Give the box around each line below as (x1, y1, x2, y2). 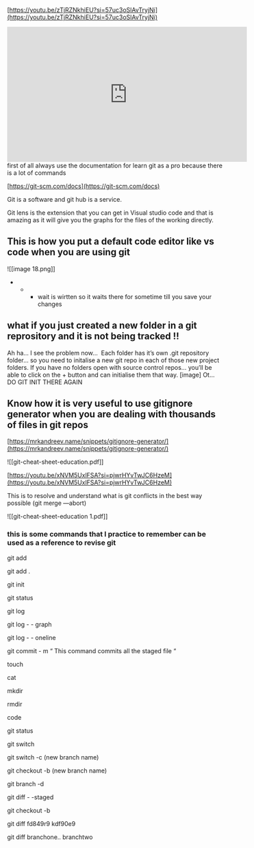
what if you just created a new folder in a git (7, 320, 197, 331)
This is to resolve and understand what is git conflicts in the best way (7, 492, 203, 500)
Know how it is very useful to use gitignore (7, 398, 193, 410)
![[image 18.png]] (7, 264, 56, 273)
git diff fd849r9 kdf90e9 (7, 819, 76, 827)
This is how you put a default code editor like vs (7, 236, 214, 248)
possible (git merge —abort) (7, 499, 87, 507)
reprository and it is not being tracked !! (7, 331, 179, 342)
